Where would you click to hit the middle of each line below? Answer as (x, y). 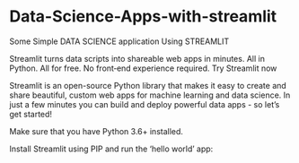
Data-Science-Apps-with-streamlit (143, 17)
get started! (31, 114)
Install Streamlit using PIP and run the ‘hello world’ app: (111, 149)
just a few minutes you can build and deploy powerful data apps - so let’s (145, 104)
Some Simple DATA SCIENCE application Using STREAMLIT (119, 41)
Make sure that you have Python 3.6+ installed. (97, 131)
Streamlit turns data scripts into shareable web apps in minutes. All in (137, 58)
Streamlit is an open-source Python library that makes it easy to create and (148, 85)
